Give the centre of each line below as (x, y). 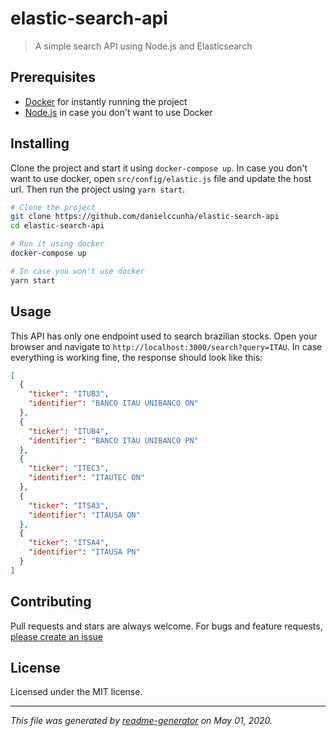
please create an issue (57, 636)
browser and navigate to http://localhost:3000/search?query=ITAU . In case (166, 346)
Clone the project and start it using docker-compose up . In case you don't (159, 168)
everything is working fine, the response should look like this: (136, 357)
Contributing (51, 602)
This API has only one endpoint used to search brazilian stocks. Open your (164, 336)
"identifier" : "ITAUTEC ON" (86, 478)
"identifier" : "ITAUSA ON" (84, 515)
